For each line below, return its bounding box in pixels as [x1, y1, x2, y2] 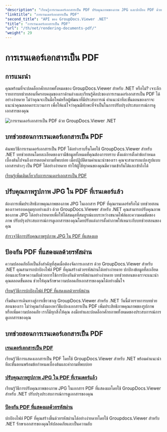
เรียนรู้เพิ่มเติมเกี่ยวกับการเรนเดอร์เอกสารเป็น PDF [5, 173, 87, 179]
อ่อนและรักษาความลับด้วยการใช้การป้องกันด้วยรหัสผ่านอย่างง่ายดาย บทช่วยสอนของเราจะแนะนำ [5, 272, 159, 278]
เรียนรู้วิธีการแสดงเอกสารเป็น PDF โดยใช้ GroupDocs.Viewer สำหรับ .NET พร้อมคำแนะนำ [5, 356, 162, 362]
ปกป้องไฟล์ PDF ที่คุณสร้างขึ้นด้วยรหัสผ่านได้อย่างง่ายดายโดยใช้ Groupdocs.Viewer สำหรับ [5, 415, 160, 421]
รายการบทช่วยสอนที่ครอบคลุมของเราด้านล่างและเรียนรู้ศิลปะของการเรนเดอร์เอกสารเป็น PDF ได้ [5, 91, 161, 97]
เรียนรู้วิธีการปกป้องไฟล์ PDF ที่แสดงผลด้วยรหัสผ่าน [5, 288, 90, 294]
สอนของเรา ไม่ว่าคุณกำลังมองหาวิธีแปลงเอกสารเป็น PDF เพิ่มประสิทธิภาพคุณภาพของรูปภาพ [5, 303, 154, 309]
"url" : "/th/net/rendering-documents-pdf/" [5, 26, 97, 31]
